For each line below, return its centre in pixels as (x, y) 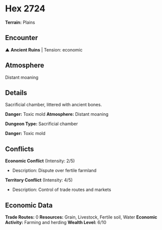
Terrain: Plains (20, 22)
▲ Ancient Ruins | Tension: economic (44, 49)
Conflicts (20, 149)
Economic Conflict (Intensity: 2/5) (40, 161)
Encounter (21, 38)
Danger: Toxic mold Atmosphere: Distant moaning (57, 114)
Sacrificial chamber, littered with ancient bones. (54, 105)
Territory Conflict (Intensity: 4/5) (39, 180)
